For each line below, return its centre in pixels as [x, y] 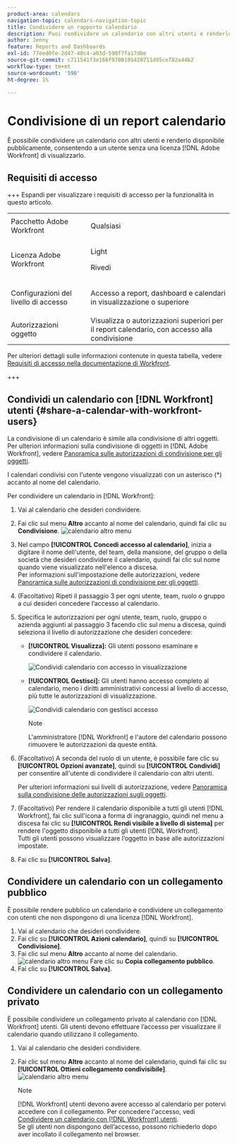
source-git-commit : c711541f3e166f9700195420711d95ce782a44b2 [101, 60]
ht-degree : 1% [28, 80]
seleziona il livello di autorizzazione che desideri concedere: [105, 632]
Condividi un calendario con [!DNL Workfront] [110, 399]
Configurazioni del [41, 293]
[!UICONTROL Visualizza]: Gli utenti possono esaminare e [113, 645]
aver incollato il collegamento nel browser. [79, 1134]
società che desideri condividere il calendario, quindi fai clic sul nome [119, 559]
